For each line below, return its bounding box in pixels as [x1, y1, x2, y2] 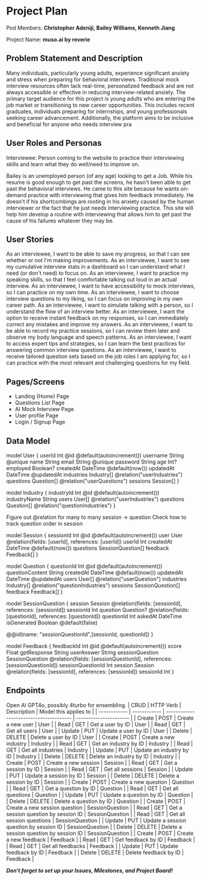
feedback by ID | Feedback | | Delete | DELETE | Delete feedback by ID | [6, 849, 184, 856]
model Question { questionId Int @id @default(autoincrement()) [6, 562, 163, 570]
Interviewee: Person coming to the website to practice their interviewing [6, 154, 184, 161]
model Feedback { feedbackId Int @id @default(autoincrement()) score [6, 643, 182, 649]
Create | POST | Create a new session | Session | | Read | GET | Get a [6, 759, 178, 766]
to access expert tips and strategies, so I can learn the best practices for [6, 340, 186, 347]
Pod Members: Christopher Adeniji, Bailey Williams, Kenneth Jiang [6, 24, 175, 31]
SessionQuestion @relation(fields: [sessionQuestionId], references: [6, 655, 173, 662]
